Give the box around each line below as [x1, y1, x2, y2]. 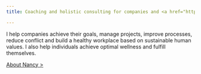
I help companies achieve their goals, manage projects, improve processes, [6, 30, 193, 38]
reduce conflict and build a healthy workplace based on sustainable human [6, 36, 191, 44]
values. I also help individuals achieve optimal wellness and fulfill [6, 43, 166, 50]
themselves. [6, 49, 36, 57]
